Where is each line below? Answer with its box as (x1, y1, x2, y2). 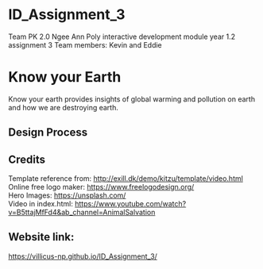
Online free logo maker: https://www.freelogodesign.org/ (8, 183, 195, 192)
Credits (8, 152, 46, 166)
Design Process (8, 125, 88, 140)
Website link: (8, 230, 75, 244)
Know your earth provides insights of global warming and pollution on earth (8, 94, 256, 104)
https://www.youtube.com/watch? (74, 199, 187, 209)
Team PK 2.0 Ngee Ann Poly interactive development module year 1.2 (8, 32, 236, 41)
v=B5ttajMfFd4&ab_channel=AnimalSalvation (8, 208, 156, 217)
